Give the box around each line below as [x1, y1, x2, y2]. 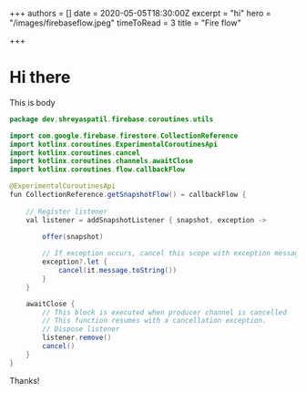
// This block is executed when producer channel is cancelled [42, 307, 287, 317]
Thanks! [9, 375, 40, 386]
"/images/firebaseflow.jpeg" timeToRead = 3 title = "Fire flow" [9, 17, 241, 28]
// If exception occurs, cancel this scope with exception [42, 249, 271, 258]
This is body [9, 97, 56, 108]
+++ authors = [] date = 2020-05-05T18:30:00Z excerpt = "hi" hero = [9, 8, 271, 18]
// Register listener [25, 207, 107, 216]
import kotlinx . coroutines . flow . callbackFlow [9, 165, 185, 174]
